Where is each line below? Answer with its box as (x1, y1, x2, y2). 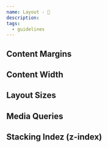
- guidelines (12, 26, 45, 32)
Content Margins (6, 48, 72, 59)
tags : (6, 20, 20, 26)
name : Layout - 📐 (6, 9, 51, 15)
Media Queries (6, 111, 63, 121)
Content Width (6, 70, 64, 80)
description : (6, 15, 40, 21)
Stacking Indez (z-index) (6, 132, 103, 142)
